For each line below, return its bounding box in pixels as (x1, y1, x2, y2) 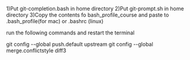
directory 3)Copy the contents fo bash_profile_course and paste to (6, 11, 169, 18)
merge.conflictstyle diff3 (6, 47, 66, 54)
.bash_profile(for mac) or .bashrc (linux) (6, 18, 104, 24)
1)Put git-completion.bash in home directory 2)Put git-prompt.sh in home (6, 5, 184, 12)
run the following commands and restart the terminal (6, 29, 135, 36)
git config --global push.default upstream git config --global (6, 41, 153, 48)
